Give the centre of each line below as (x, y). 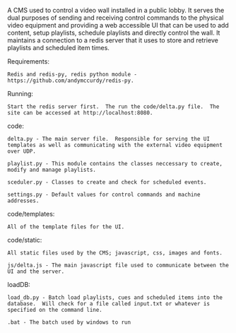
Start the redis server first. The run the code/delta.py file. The (113, 107)
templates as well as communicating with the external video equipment (115, 145)
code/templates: (31, 214)
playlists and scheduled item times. (58, 48)
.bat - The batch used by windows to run (69, 322)
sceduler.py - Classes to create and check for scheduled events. (107, 182)
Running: (20, 94)
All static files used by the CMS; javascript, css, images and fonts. (115, 253)
